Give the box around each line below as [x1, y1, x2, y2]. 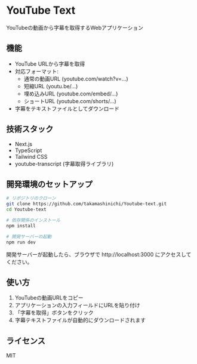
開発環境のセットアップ [6, 179, 93, 189]
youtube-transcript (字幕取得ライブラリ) [14, 160, 114, 167]
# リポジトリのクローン [6, 195, 56, 202]
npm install [6, 223, 36, 229]
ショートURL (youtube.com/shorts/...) [23, 97, 116, 104]
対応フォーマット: [14, 67, 59, 75]
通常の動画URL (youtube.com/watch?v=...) [23, 75, 128, 82]
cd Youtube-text [6, 206, 47, 212]
